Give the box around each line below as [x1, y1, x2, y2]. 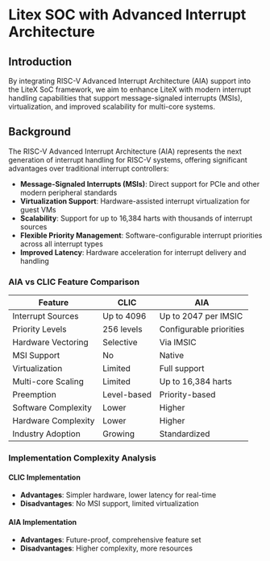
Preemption [12, 389, 56, 400]
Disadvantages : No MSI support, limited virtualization [19, 499, 199, 509]
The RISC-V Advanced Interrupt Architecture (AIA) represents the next [8, 146, 242, 156]
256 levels [102, 324, 143, 335]
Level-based [102, 389, 152, 400]
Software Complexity [12, 402, 93, 414]
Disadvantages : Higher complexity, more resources [19, 543, 193, 553]
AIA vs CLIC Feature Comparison [8, 276, 139, 287]
